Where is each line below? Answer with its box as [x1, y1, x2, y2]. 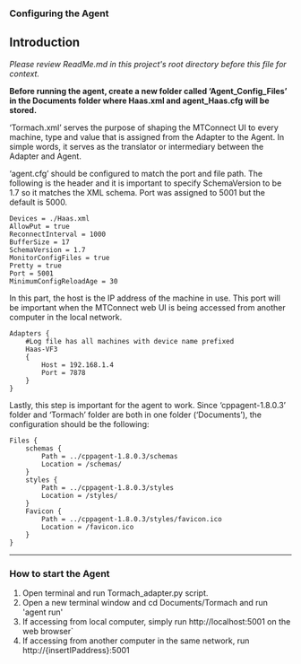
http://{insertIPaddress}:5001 [21, 645, 130, 656]
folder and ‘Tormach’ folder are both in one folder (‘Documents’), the [9, 409, 262, 420]
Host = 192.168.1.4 [41, 360, 115, 370]
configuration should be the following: [9, 418, 150, 429]
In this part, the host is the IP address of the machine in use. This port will [9, 293, 280, 303]
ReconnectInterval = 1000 [9, 230, 106, 239]
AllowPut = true [9, 222, 70, 231]
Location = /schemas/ [41, 459, 123, 468]
